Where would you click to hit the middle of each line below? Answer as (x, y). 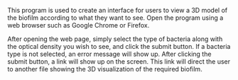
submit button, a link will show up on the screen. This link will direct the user (119, 62)
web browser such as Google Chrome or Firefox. (79, 25)
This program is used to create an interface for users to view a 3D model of (118, 10)
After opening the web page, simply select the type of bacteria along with (115, 39)
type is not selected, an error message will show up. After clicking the (109, 54)
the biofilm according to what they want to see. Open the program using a (115, 18)
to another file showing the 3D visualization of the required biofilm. (105, 69)
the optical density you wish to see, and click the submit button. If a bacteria (119, 46)
